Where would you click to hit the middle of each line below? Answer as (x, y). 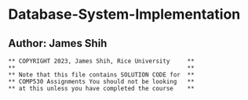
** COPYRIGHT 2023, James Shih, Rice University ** (101, 61)
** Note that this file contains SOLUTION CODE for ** (101, 75)
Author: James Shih (58, 43)
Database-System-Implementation (124, 14)
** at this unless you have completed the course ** (101, 88)
